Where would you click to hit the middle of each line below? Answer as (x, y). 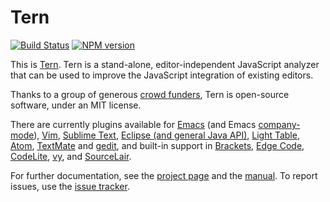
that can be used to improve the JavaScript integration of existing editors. (162, 75)
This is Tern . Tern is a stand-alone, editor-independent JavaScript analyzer (165, 64)
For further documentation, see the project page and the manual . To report (164, 175)
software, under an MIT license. (76, 105)
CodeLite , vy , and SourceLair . (71, 156)
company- (279, 124)
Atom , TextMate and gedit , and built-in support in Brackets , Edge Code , (157, 145)
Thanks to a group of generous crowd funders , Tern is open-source (150, 94)
